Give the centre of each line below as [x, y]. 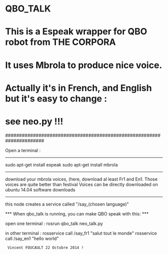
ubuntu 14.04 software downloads [40, 189]
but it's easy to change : [56, 98]
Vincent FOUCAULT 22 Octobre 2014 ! [45, 247]
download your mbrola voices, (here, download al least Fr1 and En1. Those [81, 179]
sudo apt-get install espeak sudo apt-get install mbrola [62, 164]
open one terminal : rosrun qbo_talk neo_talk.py [54, 223]
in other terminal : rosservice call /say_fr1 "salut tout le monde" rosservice [81, 233]
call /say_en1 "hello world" [32, 238]
